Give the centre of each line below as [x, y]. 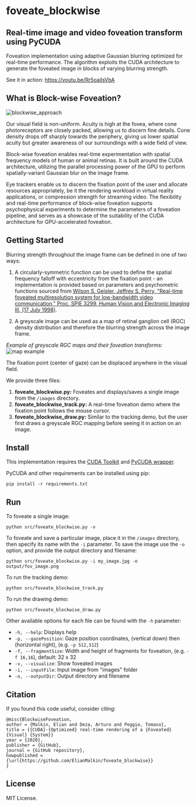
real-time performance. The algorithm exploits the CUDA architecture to [93, 62]
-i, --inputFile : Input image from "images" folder [76, 670]
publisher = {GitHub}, [34, 745]
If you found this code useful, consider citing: [61, 709]
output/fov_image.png [33, 566]
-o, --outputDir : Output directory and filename [72, 676]
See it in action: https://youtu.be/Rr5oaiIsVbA [60, 80]
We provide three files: [33, 380]
